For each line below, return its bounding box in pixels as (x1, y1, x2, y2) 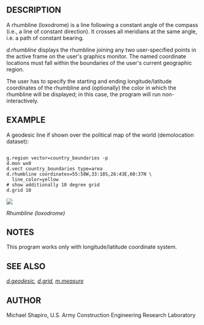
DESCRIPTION (6, 5, 61, 15)
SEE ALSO (6, 261, 46, 272)
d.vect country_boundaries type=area (6, 166, 103, 172)
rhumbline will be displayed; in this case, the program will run (6, 90, 161, 97)
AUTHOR (6, 295, 42, 305)
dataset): (6, 137, 29, 145)
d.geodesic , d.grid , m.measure (6, 277, 84, 285)
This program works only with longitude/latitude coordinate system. (6, 243, 178, 251)
